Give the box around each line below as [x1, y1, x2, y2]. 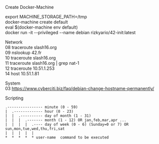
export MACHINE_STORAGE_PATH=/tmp [5, 14, 87, 19]
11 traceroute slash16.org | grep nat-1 [5, 60, 80, 66]
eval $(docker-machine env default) [5, 24, 78, 30]
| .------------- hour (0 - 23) [5, 109, 74, 114]
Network [5, 39, 23, 45]
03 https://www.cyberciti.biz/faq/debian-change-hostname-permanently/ [5, 86, 155, 91]
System [5, 80, 21, 86]
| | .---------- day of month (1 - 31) [5, 113, 92, 118]
